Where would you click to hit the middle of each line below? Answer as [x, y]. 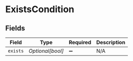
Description [111, 42]
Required [80, 42]
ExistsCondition [40, 9]
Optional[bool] [46, 51]
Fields [15, 28]
